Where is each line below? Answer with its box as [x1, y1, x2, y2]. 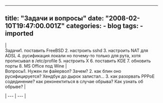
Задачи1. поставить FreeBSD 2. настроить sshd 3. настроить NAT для [5, 47, 148, 53]
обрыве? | [5, 84, 26, 89]
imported [5, 30, 34, 38]
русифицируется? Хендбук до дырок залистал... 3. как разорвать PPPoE [5, 73, 155, 79]
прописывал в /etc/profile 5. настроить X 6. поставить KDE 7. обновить [5, 58, 151, 64]
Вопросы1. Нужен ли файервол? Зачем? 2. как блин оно [5, 68, 121, 74]
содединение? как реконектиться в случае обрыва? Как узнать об [5, 78, 144, 84]
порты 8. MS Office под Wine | [5, 63, 67, 69]
